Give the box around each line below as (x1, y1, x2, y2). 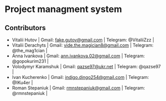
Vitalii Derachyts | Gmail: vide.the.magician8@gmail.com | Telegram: (12, 42, 153, 48)
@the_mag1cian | (12, 48, 48, 53)
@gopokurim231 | (12, 58, 49, 64)
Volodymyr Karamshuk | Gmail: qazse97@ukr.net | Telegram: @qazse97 (12, 64, 161, 69)
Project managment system (5, 4, 122, 15)
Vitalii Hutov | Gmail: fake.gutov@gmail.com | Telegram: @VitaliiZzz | (12, 37, 154, 43)
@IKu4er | (12, 79, 33, 85)
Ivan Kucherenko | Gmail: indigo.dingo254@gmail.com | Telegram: (12, 74, 149, 80)
